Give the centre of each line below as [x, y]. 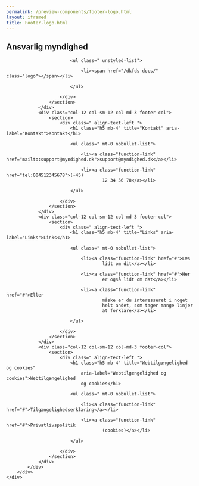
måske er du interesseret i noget [145, 300]
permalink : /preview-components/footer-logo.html [69, 12]
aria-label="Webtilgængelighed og [124, 373]
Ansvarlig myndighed [47, 47]
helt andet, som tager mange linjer [148, 306]
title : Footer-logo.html [37, 23]
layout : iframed [26, 17]
